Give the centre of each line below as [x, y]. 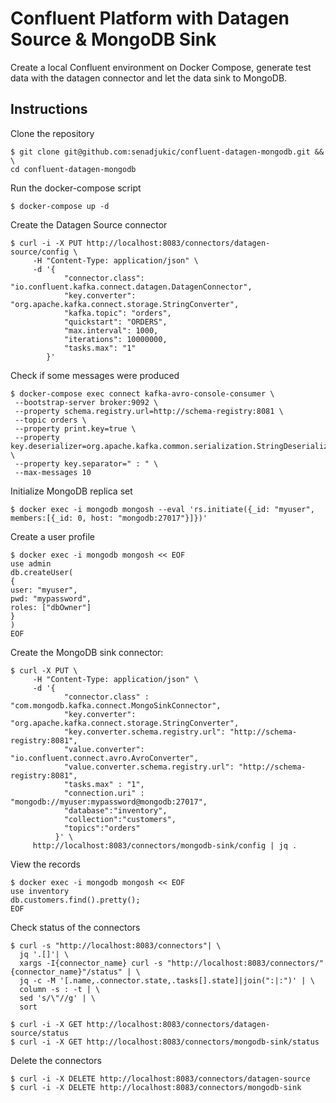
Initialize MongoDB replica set [71, 491]
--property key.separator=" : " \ [86, 463]
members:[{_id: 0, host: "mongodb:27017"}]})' [109, 518]
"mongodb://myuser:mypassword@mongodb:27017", [109, 802]
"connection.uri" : [104, 793]
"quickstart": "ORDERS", [115, 322]
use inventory [40, 891]
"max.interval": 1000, [111, 330]
